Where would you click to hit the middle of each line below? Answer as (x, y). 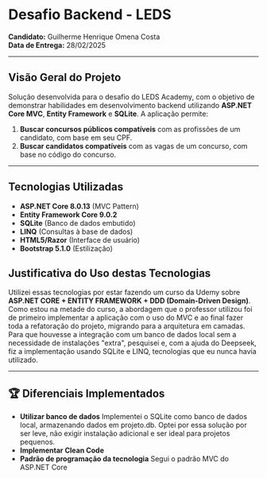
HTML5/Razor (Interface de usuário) (80, 239)
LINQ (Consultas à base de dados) (76, 231)
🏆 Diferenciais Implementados (87, 393)
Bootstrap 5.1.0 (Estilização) (66, 248)
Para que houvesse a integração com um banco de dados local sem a (122, 335)
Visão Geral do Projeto (65, 78)
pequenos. (37, 442)
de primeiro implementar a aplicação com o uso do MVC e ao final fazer (126, 318)
